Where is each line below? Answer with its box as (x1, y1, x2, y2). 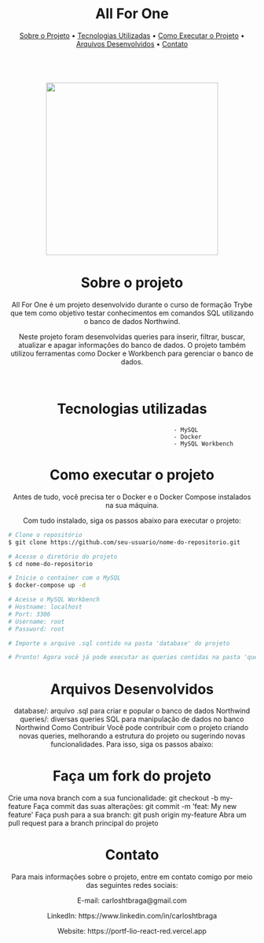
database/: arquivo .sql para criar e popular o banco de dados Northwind (13, 706, 251, 716)
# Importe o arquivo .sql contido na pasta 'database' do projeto (8, 639, 230, 647)
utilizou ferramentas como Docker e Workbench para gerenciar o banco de (10, 348, 254, 359)
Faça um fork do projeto (52, 767, 212, 785)
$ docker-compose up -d (8, 581, 86, 590)
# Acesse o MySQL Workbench (8, 596, 101, 604)
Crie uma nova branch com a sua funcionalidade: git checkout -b (8, 793, 218, 803)
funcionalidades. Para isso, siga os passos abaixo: (50, 740, 214, 749)
